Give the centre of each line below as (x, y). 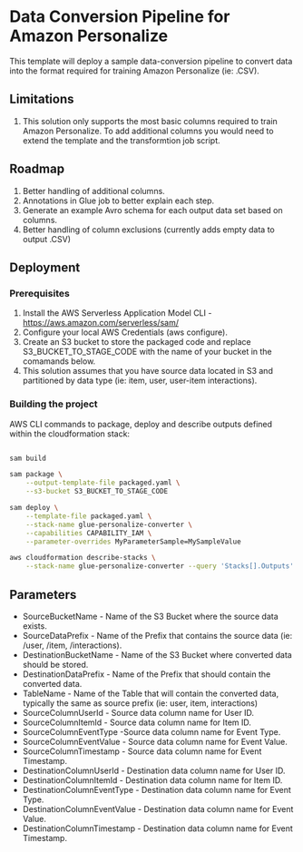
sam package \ (36, 475)
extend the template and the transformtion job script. (121, 140)
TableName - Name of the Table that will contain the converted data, (151, 693)
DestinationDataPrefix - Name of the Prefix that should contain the (147, 674)
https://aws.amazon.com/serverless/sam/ (101, 323)
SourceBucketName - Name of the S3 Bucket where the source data (150, 616)
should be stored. (55, 664)
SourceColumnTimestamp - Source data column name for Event (142, 751)
